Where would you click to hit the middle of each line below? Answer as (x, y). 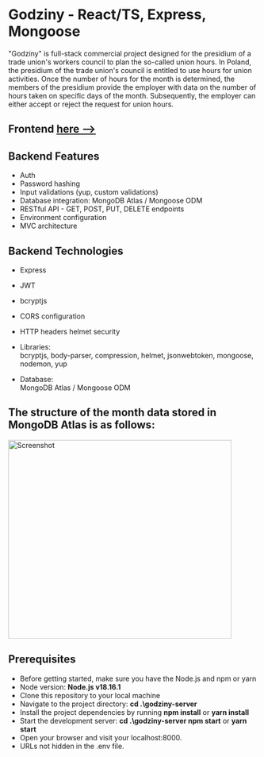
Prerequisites (42, 660)
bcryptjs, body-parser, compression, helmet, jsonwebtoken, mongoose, (136, 355)
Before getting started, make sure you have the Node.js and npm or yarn (138, 678)
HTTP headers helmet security (70, 331)
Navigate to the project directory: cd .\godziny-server (108, 704)
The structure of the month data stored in (112, 413)
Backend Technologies (66, 251)
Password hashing (50, 183)
